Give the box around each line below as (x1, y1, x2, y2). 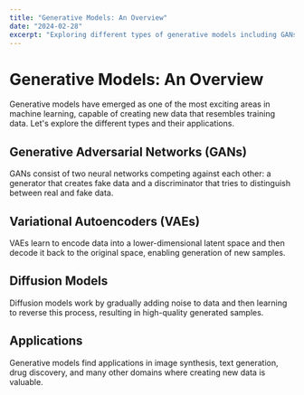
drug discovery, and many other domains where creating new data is (9, 367, 266, 378)
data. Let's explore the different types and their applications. (9, 118, 235, 129)
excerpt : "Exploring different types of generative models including (9, 30, 278, 39)
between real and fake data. (9, 187, 114, 199)
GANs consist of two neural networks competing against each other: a (9, 168, 271, 179)
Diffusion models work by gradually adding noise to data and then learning (9, 297, 288, 308)
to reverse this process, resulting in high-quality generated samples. (9, 306, 264, 317)
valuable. (9, 376, 43, 387)
